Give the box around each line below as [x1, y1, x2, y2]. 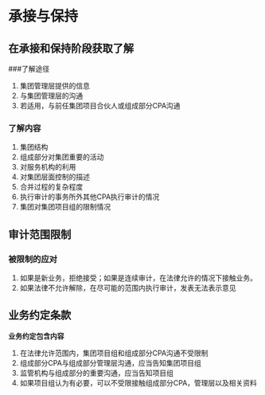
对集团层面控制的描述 [19, 172, 90, 182]
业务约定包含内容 [8, 331, 64, 341]
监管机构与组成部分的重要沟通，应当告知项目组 [19, 368, 173, 377]
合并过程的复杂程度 [19, 182, 84, 192]
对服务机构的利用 [19, 162, 76, 172]
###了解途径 [8, 65, 50, 73]
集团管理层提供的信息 [19, 81, 90, 90]
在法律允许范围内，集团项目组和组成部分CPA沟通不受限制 [19, 348, 208, 358]
